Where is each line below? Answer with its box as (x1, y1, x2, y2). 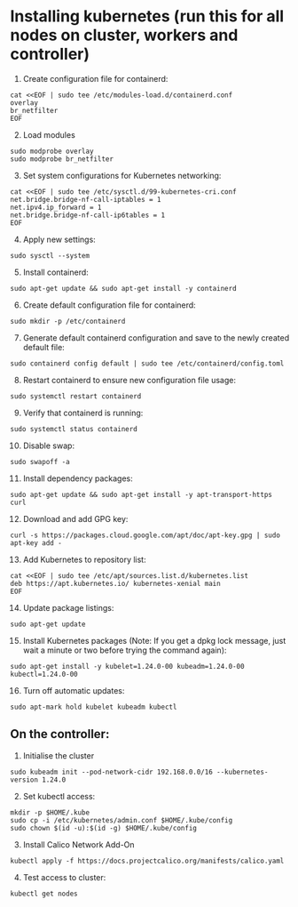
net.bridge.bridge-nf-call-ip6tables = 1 (10, 211, 166, 220)
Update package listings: (22, 602, 114, 613)
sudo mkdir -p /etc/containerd (10, 317, 126, 325)
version (10, 775, 39, 784)
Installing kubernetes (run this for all (10, 6, 285, 27)
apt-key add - (10, 538, 63, 548)
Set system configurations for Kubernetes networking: (22, 170, 222, 181)
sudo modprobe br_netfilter (10, 154, 114, 164)
